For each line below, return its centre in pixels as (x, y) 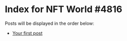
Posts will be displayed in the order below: (50, 23)
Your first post (27, 33)
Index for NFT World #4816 (63, 9)
